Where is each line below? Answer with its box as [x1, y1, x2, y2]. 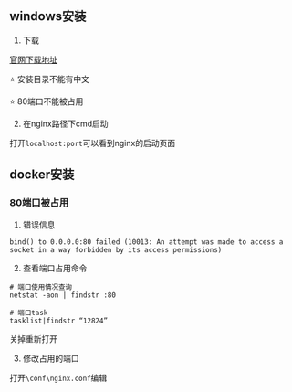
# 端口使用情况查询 [9, 282, 73, 291]
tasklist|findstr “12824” [9, 316, 108, 325]
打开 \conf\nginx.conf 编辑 [9, 372, 108, 383]
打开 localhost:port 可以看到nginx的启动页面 [9, 137, 176, 148]
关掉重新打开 [9, 333, 57, 344]
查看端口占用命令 [22, 262, 88, 273]
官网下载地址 [9, 54, 57, 65]
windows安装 [9, 8, 87, 25]
